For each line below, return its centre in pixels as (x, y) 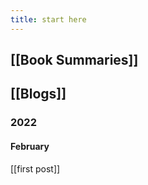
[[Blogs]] (38, 94)
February (30, 146)
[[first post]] (35, 168)
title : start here (48, 19)
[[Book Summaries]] (74, 60)
